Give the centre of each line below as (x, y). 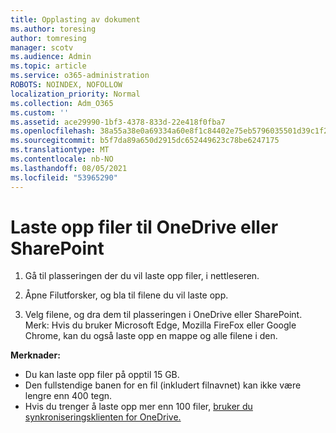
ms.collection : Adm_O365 (62, 103)
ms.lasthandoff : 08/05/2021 (69, 168)
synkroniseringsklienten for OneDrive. (103, 417)
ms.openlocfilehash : (53, 131)
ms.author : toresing (53, 29)
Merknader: (35, 355)
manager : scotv (42, 47)
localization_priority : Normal (75, 94)
